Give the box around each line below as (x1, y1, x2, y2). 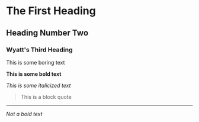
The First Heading (6, 4, 96, 18)
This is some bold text (6, 70, 62, 78)
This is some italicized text (6, 82, 71, 89)
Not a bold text (6, 110, 43, 117)
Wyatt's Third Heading (6, 46, 73, 54)
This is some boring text (6, 59, 65, 66)
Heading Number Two (6, 28, 89, 38)
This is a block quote (20, 93, 72, 100)
